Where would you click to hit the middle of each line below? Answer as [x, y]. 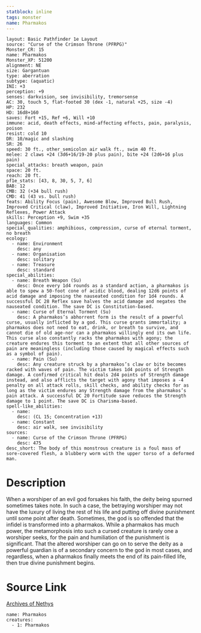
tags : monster [24, 17]
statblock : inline [29, 12]
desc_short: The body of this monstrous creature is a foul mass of [94, 448]
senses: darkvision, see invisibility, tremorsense [72, 97]
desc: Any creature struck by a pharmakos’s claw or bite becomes [102, 364]
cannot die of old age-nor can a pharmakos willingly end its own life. [99, 333]
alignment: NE [24, 66]
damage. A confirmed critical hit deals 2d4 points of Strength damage [97, 375]
